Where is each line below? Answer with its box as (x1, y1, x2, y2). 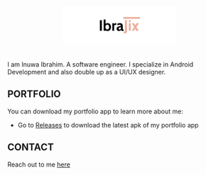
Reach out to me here (7, 160, 71, 169)
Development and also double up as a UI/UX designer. (7, 67, 166, 76)
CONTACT (7, 141, 55, 154)
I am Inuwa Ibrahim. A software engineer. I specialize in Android (7, 60, 194, 69)
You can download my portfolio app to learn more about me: (7, 107, 183, 115)
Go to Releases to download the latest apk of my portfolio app (17, 120, 199, 129)
